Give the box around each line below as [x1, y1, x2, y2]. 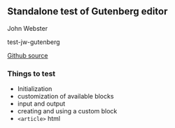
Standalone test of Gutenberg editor [7, 6, 168, 17]
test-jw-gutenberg [7, 38, 61, 46]
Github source [7, 51, 48, 59]
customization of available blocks [17, 92, 114, 101]
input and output [17, 99, 66, 108]
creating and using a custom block [17, 107, 118, 115]
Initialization [17, 85, 52, 93]
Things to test [7, 69, 56, 78]
